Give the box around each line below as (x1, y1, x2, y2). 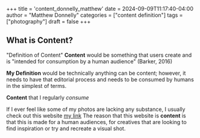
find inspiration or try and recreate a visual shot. (6, 125, 126, 132)
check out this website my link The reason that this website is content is (6, 111, 186, 119)
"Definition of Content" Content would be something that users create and (6, 51, 192, 58)
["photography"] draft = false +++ (6, 18, 91, 25)
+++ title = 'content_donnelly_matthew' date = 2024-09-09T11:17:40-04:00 (6, 5, 194, 12)
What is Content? (6, 36, 74, 46)
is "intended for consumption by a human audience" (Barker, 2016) (6, 57, 173, 65)
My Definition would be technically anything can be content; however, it (6, 69, 186, 77)
